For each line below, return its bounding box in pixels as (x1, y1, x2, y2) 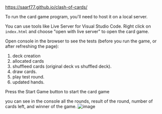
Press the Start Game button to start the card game (5, 89, 110, 94)
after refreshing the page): (5, 43, 59, 49)
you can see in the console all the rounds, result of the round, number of (5, 98, 153, 104)
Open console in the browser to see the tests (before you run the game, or (5, 38, 157, 44)
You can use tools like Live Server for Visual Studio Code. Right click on (5, 23, 151, 29)
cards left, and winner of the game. (5, 104, 77, 109)
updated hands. (12, 79, 45, 85)
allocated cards (12, 58, 44, 64)
